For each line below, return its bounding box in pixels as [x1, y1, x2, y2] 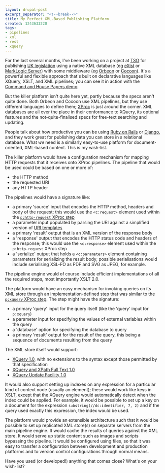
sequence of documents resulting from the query [12, 337, 112, 343]
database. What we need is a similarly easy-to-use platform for [5, 139, 133, 145]
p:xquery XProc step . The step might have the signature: [5, 296, 120, 302]
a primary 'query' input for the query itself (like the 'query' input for [12, 305, 149, 311]
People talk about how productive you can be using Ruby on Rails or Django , [5, 129, 161, 135]
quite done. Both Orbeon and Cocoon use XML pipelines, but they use [5, 98, 148, 104]
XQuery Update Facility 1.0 [12, 372, 66, 377]
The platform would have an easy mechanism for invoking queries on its [5, 285, 151, 291]
